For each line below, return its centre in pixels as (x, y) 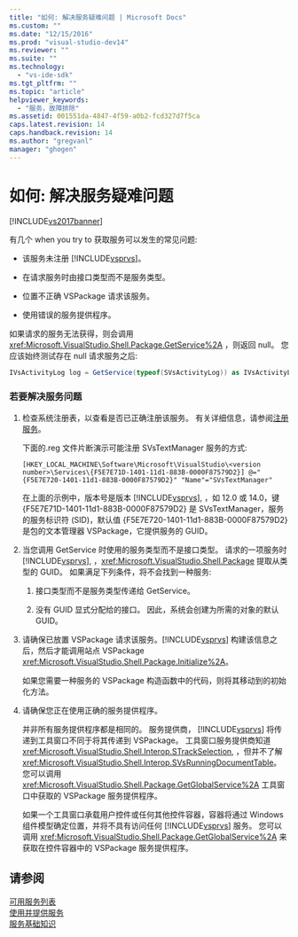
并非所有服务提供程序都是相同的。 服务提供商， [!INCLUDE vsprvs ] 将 (148, 729)
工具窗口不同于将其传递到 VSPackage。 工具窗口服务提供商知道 (154, 740)
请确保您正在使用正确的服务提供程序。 (92, 710)
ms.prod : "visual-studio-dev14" (69, 42)
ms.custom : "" (35, 26)
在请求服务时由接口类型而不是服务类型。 (96, 277)
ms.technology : (37, 67)
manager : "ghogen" (43, 149)
